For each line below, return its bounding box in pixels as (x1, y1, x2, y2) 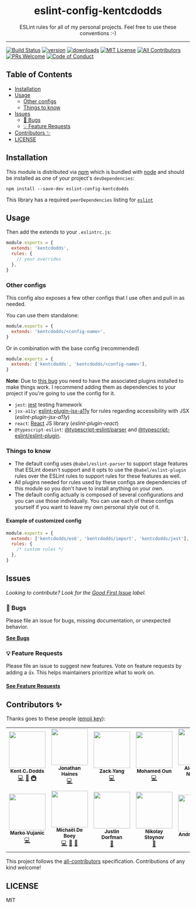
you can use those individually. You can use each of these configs (14, 498, 174, 505)
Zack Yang (99, 768, 125, 775)
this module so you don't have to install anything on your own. (14, 485, 164, 492)
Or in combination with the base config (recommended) (6, 344, 140, 352)
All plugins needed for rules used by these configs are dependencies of (14, 479, 187, 486)
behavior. (6, 623, 29, 631)
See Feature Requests (6, 683, 61, 690)
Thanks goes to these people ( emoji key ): (6, 715, 106, 722)
